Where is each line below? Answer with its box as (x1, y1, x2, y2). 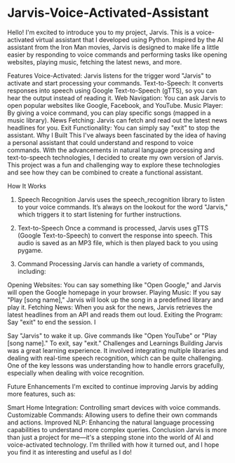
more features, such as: (7, 389, 76, 398)
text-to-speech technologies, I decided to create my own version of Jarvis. (7, 153, 224, 162)
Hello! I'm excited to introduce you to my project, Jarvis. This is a (7, 28, 195, 36)
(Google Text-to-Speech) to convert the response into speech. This (17, 231, 213, 240)
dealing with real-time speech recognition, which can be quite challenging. (7, 354, 223, 362)
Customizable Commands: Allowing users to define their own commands (7, 410, 217, 419)
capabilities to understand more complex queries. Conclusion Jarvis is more (7, 425, 227, 434)
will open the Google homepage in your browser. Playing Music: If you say (7, 288, 222, 296)
